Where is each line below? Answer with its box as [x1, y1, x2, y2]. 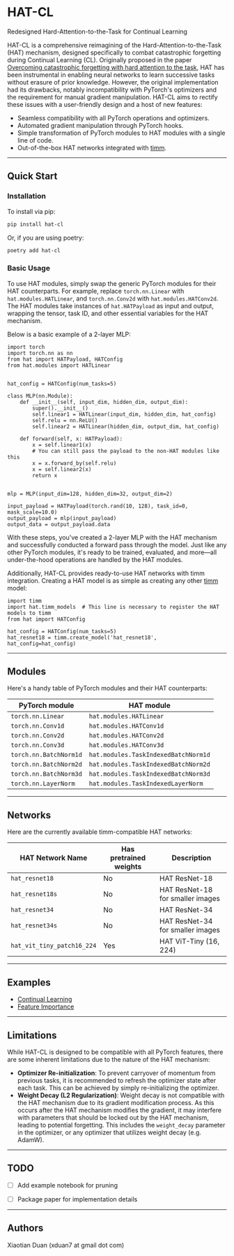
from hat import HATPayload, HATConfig [7, 356, 123, 363]
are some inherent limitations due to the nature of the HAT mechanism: [7, 1055, 210, 1063]
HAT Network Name [19, 853, 88, 863]
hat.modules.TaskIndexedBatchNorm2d [88, 760, 210, 769]
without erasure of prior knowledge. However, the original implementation [7, 78, 219, 86]
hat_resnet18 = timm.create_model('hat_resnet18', [7, 634, 157, 641]
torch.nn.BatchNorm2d [10, 760, 82, 769]
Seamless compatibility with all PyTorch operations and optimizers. [17, 113, 210, 122]
